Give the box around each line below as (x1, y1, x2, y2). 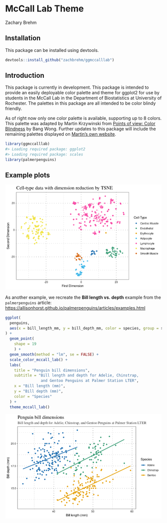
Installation (5, 34, 41, 42)
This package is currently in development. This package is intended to (5, 84, 149, 90)
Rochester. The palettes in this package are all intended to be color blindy (5, 100, 156, 106)
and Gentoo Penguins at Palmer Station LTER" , (40, 378, 139, 383)
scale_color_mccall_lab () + (9, 357, 68, 362)
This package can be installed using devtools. (5, 47, 99, 53)
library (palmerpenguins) (5, 158, 57, 163)
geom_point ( (9, 336, 35, 342)
